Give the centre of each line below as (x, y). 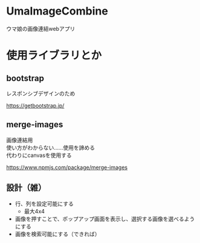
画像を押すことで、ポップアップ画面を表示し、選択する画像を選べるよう (105, 219)
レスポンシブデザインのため (41, 93)
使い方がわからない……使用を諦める (51, 147)
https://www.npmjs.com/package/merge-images (67, 167)
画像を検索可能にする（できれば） (57, 234)
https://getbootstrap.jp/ (35, 105)
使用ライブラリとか (54, 55)
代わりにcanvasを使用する (39, 155)
